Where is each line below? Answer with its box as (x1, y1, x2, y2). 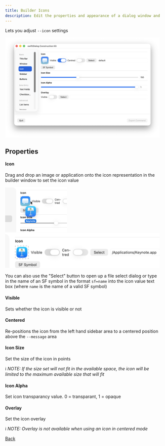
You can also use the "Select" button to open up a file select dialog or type (5, 273, 157, 279)
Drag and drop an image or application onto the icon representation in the (5, 172, 155, 178)
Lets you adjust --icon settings (5, 27, 68, 33)
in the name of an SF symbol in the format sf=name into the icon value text (5, 278, 155, 284)
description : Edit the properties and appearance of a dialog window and (5, 13, 161, 18)
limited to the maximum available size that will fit (5, 371, 105, 377)
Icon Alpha (5, 383, 28, 389)
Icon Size (5, 345, 25, 351)
